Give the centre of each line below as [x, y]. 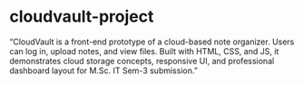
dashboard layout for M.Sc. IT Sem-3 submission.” [103, 71]
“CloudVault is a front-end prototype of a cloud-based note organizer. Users [152, 42]
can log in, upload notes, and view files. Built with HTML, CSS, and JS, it [144, 51]
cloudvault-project [82, 17]
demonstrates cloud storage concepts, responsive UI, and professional [142, 61]
